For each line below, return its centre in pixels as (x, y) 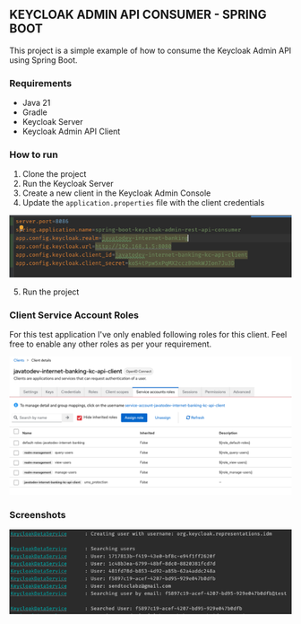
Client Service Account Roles (74, 315)
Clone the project (54, 174)
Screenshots (38, 514)
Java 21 (36, 103)
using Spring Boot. (43, 60)
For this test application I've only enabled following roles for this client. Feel (148, 334)
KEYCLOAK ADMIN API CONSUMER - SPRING (138, 15)
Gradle (34, 112)
